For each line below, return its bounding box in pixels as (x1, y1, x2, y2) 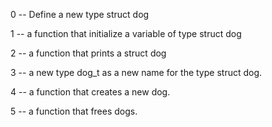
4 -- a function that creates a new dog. (10, 86, 171, 98)
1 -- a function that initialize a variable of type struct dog (10, 28, 242, 39)
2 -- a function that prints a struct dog (10, 47, 167, 59)
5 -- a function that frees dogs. (10, 105, 138, 117)
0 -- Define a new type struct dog (10, 9, 150, 20)
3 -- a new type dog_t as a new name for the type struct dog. (10, 67, 263, 78)
